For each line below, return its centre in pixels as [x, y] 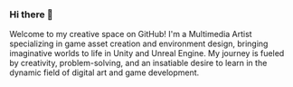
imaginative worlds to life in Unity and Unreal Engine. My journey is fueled [147, 53]
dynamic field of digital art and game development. [104, 72]
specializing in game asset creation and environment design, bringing [139, 43]
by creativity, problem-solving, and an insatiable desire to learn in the [138, 63]
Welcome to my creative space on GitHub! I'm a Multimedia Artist [131, 34]
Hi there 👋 [32, 14]
